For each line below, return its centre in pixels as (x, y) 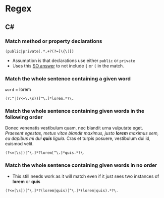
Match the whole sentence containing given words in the (75, 111)
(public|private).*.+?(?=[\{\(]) (40, 51)
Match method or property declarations (54, 41)
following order (24, 117)
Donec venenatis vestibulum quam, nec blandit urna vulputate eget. (74, 128)
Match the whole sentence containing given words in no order (81, 165)
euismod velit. (19, 144)
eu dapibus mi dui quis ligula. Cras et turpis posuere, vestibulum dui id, (78, 138)
